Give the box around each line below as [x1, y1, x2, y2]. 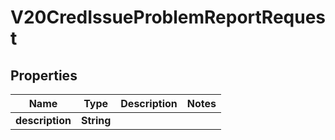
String [80, 114, 112, 127]
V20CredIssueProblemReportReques [10, 6, 327, 29]
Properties [10, 67, 78, 84]
